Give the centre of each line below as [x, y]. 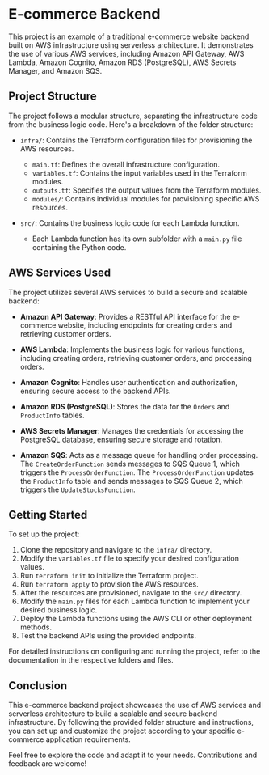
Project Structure [53, 97]
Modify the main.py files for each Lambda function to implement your [135, 601]
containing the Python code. [79, 247]
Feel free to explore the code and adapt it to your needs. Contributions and [133, 755]
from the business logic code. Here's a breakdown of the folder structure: [131, 124]
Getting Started [48, 515]
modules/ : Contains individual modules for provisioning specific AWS [146, 198]
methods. [36, 627]
